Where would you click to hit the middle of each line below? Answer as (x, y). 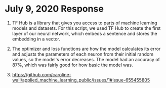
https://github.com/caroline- (41, 74)
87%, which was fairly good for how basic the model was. (72, 65)
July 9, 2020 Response (54, 9)
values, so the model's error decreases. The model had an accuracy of (86, 59)
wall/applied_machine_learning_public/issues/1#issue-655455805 (81, 80)
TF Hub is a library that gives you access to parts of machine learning (85, 23)
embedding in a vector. (36, 39)
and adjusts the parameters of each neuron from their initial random (83, 54)
